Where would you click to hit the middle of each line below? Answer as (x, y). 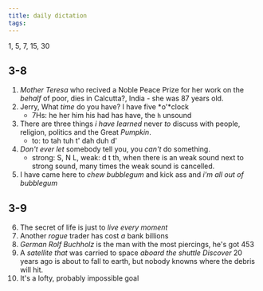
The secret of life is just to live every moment (94, 227)
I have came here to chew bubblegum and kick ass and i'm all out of (132, 175)
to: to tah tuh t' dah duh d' (75, 141)
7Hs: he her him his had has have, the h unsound (112, 116)
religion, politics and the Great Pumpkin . (85, 132)
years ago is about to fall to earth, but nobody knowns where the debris (137, 262)
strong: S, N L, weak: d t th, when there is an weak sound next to (138, 158)
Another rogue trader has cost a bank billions (94, 236)
